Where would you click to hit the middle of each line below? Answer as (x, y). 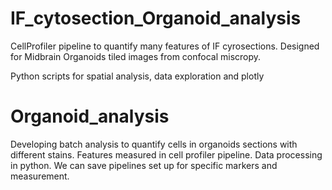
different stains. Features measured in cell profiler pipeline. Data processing (166, 154)
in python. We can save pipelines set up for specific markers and (144, 165)
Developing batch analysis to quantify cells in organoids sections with (154, 144)
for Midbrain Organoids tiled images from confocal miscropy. (136, 56)
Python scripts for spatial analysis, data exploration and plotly (137, 76)
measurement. (40, 176)
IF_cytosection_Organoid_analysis (156, 18)
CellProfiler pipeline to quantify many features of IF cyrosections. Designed (165, 46)
